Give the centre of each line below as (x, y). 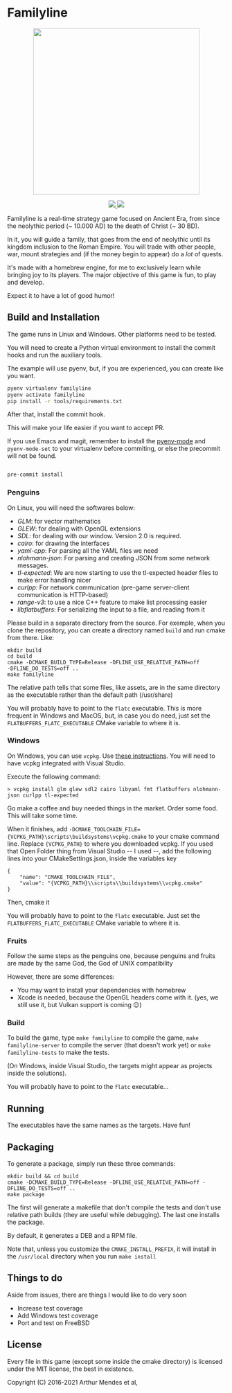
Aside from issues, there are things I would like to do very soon (97, 1295)
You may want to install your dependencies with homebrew (101, 990)
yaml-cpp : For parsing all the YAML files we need (88, 550)
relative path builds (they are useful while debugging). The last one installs (114, 1215)
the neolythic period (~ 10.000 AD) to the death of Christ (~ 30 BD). (103, 226)
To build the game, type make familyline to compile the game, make (103, 1038)
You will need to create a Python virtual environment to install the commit (111, 347)
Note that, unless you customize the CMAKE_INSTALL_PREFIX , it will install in (112, 1249)
